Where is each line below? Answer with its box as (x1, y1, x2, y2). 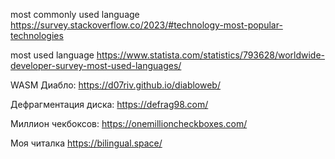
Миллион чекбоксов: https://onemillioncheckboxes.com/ (10, 118, 248, 129)
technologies (10, 30, 64, 41)
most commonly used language (10, 9, 140, 20)
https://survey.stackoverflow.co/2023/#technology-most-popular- (10, 19, 283, 31)
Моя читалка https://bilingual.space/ (10, 137, 163, 149)
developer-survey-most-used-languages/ (10, 60, 182, 71)
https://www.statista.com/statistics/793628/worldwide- (96, 49, 326, 61)
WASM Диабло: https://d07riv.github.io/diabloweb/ (10, 79, 221, 91)
